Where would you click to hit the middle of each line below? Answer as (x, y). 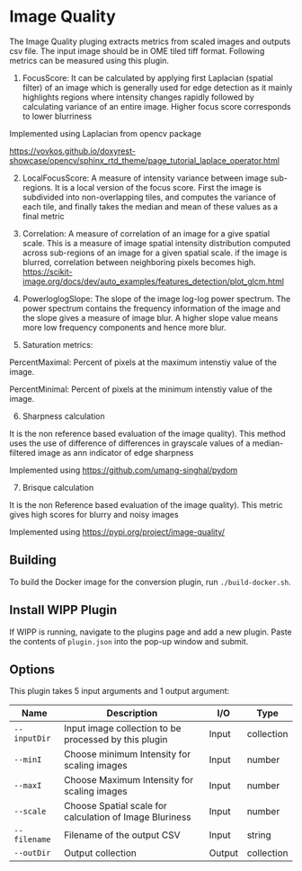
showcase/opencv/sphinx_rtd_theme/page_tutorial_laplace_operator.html (145, 160)
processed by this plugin (116, 740)
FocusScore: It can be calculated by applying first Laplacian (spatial (148, 77)
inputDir (32, 738)
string (259, 835)
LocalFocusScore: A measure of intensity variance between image (145, 178)
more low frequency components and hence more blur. (124, 327)
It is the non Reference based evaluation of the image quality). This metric (146, 504)
